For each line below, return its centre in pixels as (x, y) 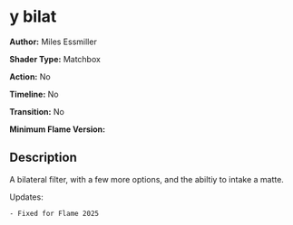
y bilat (33, 17)
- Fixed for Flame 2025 (54, 213)
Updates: (26, 197)
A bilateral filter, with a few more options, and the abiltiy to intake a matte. (146, 179)
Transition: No (37, 111)
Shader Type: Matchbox (55, 59)
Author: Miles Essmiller (53, 42)
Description (43, 158)
